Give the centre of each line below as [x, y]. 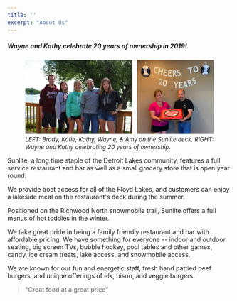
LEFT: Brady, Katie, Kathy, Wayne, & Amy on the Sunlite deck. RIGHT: [120, 139]
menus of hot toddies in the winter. [58, 218]
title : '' [22, 15]
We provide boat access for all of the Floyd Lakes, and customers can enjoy [118, 189]
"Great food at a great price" [67, 289]
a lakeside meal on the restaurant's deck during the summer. [96, 197]
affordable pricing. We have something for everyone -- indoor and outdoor [117, 239]
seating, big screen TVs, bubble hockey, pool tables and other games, [110, 247]
